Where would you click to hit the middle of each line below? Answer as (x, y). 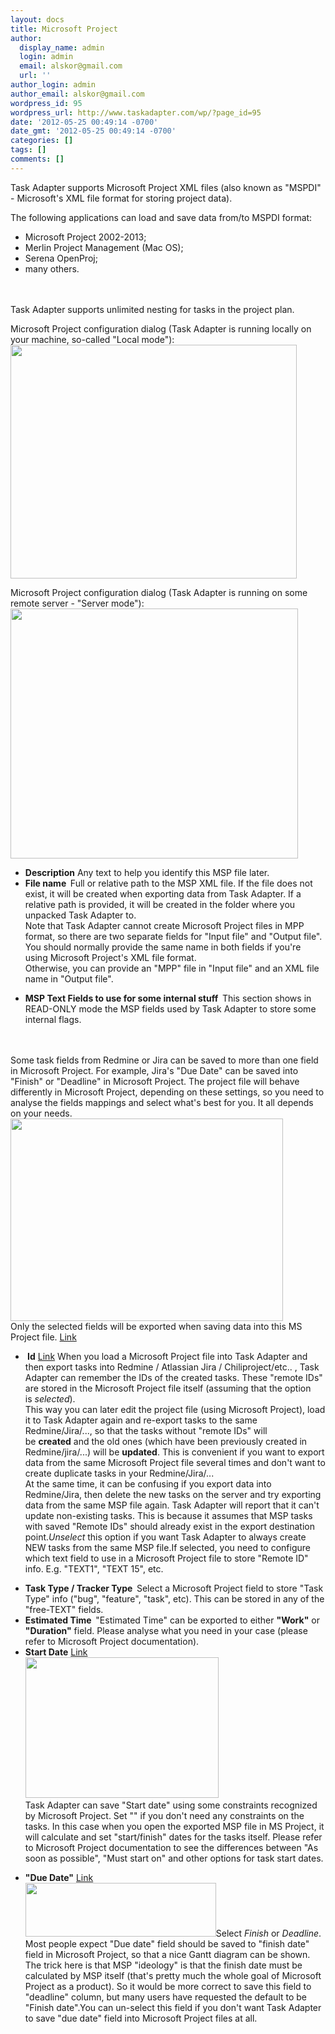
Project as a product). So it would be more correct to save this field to (168, 1986)
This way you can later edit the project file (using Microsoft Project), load (175, 1409)
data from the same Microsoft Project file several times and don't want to (175, 1462)
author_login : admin (53, 85)
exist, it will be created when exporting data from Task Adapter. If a (163, 893)
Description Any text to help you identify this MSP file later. (147, 872)
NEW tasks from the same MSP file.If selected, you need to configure (167, 1547)
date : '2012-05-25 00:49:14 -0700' (84, 122)
